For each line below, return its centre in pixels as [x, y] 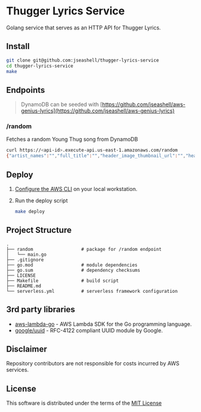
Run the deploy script [41, 201]
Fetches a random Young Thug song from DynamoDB [72, 140]
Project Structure [39, 230]
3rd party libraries [41, 310]
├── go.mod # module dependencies [72, 265]
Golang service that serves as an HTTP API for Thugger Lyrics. [84, 28]
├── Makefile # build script [63, 281]
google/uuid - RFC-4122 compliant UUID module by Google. [89, 330]
